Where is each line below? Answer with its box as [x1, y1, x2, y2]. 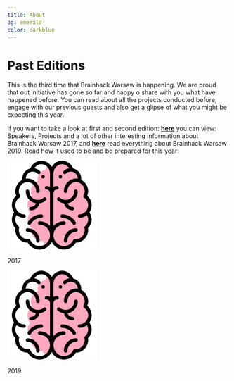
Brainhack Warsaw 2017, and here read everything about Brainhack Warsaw [7, 139, 227, 148]
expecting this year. [7, 111, 65, 119]
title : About [7, 11, 46, 18]
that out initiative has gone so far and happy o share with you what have [7, 88, 216, 96]
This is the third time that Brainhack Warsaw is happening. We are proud [7, 81, 216, 89]
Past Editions [7, 57, 86, 73]
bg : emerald [7, 18, 42, 26]
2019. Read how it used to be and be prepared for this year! [7, 146, 179, 155]
